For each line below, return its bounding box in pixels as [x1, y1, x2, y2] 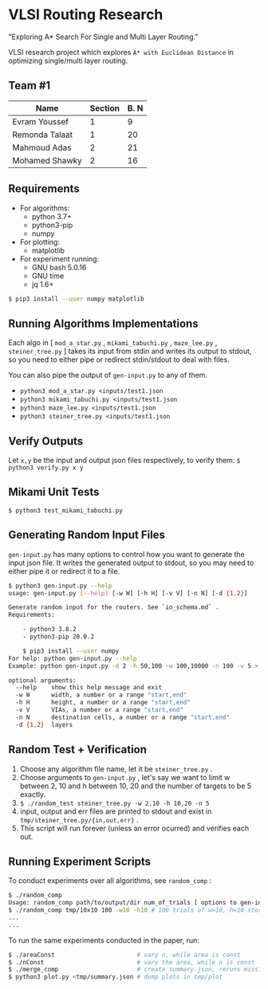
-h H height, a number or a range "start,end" [15, 699, 191, 707]
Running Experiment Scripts [8, 854, 152, 868]
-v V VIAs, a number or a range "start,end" [15, 706, 183, 714]
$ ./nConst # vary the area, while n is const [8, 958, 255, 966]
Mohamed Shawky [12, 155, 82, 166]
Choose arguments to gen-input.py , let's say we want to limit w [19, 772, 231, 782]
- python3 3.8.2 [22, 626, 77, 634]
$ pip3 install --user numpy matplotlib [8, 295, 145, 303]
